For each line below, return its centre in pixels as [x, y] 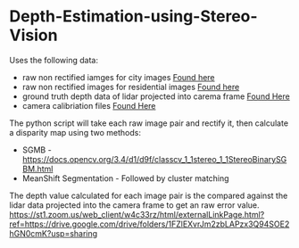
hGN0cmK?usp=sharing [54, 233]
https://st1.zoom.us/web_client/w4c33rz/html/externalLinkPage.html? [137, 214]
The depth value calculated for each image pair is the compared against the [149, 195]
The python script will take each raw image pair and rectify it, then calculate [149, 123]
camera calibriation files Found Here [89, 105]
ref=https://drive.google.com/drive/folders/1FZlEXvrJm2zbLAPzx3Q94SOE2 [149, 224]
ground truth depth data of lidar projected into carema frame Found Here [156, 96]
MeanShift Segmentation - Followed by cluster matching [125, 178]
